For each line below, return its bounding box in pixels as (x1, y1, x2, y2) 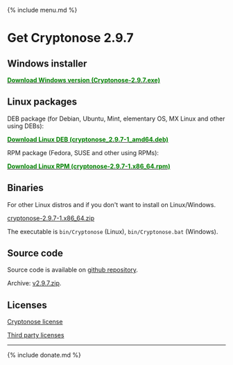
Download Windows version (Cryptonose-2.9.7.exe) (7, 76, 161, 84)
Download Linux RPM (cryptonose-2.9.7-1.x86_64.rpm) (7, 162, 171, 170)
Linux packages (7, 96, 78, 108)
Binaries (7, 182, 44, 194)
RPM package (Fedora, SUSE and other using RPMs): (7, 148, 159, 157)
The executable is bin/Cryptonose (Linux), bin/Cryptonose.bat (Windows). (7, 227, 218, 235)
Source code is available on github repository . (7, 266, 139, 274)
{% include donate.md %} (7, 351, 81, 359)
